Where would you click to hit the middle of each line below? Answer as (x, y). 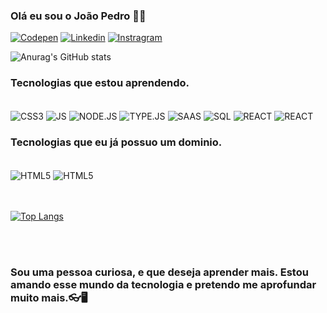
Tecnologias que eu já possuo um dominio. (116, 142)
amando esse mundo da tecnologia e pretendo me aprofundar (163, 285)
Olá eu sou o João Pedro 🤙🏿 (78, 16)
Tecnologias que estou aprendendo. (100, 83)
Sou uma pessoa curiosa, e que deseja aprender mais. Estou (159, 272)
